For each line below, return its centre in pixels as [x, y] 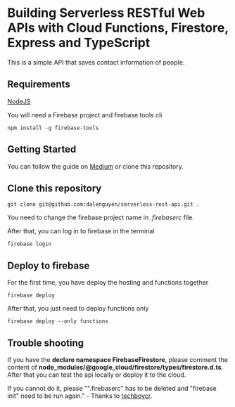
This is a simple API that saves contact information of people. [96, 62]
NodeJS [19, 101]
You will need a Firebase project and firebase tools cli [85, 115]
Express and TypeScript [79, 43]
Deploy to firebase [49, 265]
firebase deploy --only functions [58, 321]
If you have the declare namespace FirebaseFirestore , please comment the [118, 360]
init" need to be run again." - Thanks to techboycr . [80, 396]
